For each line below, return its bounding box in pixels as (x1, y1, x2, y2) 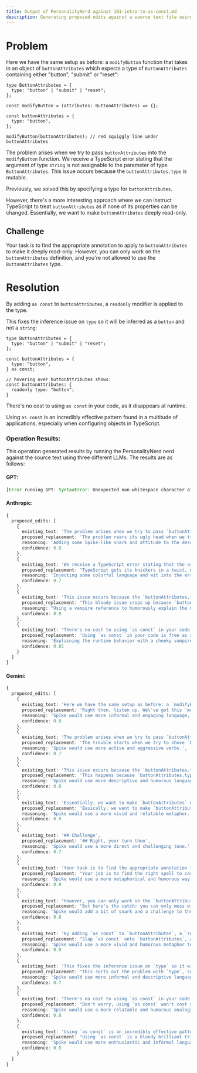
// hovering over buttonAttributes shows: (6, 376, 111, 383)
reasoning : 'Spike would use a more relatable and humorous (21, 1007, 172, 1013)
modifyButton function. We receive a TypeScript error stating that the (6, 155, 172, 162)
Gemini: (6, 672, 26, 679)
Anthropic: (6, 500, 33, 507)
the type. (6, 307, 28, 314)
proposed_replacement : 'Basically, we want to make (21, 805, 151, 811)
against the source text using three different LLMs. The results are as (6, 454, 173, 461)
